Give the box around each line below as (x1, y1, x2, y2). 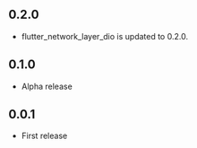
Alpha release (21, 81, 73, 91)
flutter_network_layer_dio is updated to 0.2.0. (21, 30, 189, 41)
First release (21, 130, 68, 142)
